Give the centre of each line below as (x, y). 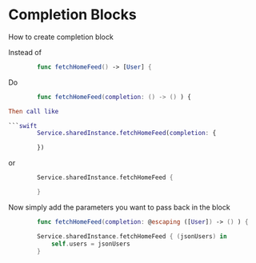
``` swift (23, 126)
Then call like (34, 111)
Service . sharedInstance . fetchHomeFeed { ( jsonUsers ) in (132, 236)
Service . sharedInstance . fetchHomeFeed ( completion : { (127, 133)
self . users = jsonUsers (90, 244)
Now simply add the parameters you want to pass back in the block (119, 207)
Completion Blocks (73, 15)
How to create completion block (61, 37)
